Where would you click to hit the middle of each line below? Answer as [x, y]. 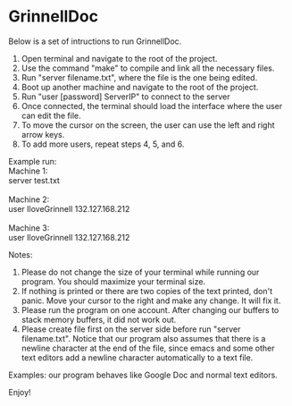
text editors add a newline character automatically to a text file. [137, 357]
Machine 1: [28, 171]
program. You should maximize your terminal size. [113, 281]
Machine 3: [29, 228]
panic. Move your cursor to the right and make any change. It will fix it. [151, 300]
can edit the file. [51, 115]
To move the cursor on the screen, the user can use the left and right [148, 125]
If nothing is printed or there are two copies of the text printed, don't [147, 291]
